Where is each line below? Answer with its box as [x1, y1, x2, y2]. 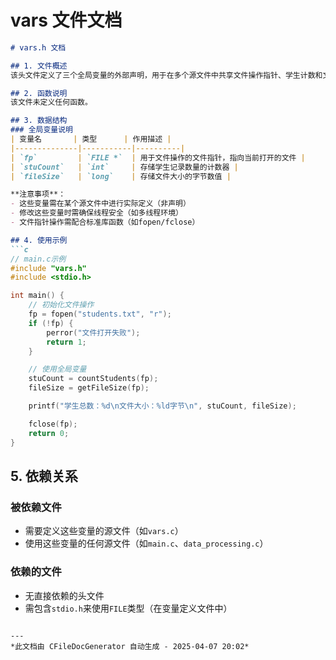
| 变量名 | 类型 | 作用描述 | [10, 134, 172, 145]
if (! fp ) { [28, 318, 74, 328]
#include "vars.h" [10, 263, 87, 273]
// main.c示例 [10, 254, 67, 264]
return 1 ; [46, 337, 87, 347]
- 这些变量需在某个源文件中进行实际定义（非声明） [10, 199, 191, 209]
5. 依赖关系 [10, 467, 78, 485]
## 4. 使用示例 [10, 235, 68, 245]
